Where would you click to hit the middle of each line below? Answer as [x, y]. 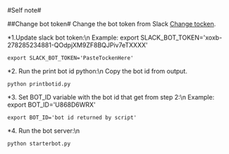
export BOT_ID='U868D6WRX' [52, 105]
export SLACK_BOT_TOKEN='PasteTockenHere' [70, 58]
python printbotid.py [39, 84]
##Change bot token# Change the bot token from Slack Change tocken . [112, 24]
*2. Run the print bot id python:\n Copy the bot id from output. [98, 71]
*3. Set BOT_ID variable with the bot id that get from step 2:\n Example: [111, 97]
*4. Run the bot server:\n [44, 131]
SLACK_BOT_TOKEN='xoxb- [181, 37]
